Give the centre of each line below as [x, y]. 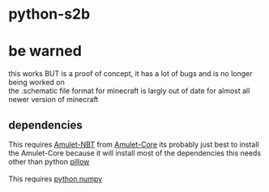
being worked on [36, 83]
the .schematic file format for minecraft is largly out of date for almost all [129, 91]
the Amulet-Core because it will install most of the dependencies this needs [135, 153]
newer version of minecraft [53, 100]
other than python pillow [49, 161]
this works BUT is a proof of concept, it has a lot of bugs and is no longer [130, 74]
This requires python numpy [56, 178]
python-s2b [49, 14]
